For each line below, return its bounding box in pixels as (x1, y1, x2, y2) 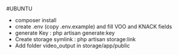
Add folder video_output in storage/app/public (14, 42, 130, 49)
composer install (14, 17, 57, 23)
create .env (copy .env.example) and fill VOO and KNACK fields (14, 23, 173, 30)
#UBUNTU (6, 5, 33, 12)
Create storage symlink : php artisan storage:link (14, 36, 136, 42)
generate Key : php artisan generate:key (14, 29, 115, 36)
